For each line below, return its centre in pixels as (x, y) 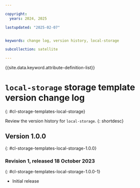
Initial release (25, 181)
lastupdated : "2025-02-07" (33, 27)
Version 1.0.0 (26, 136)
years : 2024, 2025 (28, 18)
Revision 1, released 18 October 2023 (50, 161)
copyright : (16, 14)
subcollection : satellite (31, 50)
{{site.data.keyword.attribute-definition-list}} (50, 68)
